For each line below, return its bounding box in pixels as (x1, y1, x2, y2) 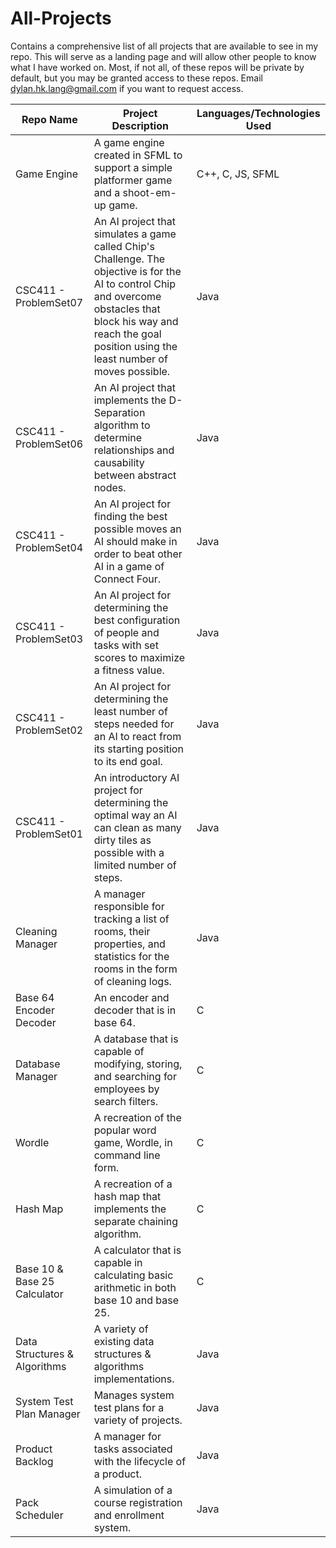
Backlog (15, 1454, 54, 1468)
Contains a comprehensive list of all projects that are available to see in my (10, 40, 319, 52)
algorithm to (93, 418, 151, 432)
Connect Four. (93, 572, 162, 586)
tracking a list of (93, 912, 170, 926)
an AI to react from (93, 729, 182, 743)
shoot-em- (122, 185, 177, 199)
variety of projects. (93, 1413, 183, 1427)
